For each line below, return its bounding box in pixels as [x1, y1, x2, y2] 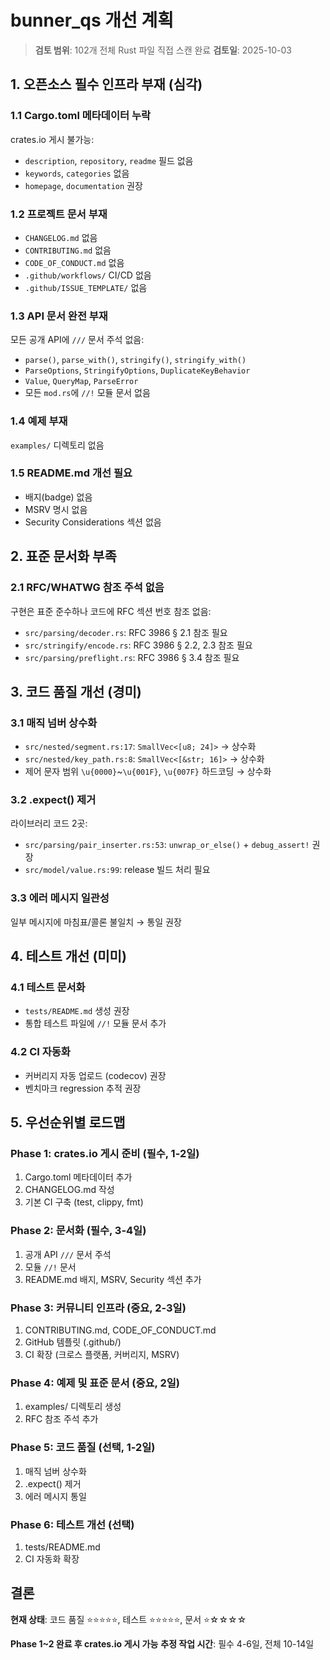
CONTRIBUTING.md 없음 [24, 244, 112, 256]
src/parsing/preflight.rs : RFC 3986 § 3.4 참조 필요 [24, 651, 240, 663]
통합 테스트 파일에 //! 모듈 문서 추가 [24, 1017, 167, 1030]
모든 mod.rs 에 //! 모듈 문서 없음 [24, 387, 151, 399]
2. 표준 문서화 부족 [10, 548, 117, 565]
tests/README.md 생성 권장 [24, 1005, 130, 1017]
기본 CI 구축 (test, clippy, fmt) [24, 1196, 144, 1208]
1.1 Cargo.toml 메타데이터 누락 [10, 109, 151, 123]
